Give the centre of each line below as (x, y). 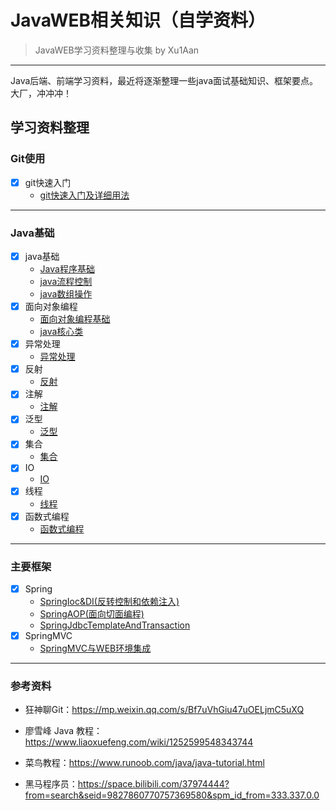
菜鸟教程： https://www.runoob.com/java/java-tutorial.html (144, 763)
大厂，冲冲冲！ (41, 93)
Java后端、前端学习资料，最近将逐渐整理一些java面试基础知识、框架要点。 (164, 80)
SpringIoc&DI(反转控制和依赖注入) (109, 601)
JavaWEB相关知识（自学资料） (138, 20)
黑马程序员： (51, 784)
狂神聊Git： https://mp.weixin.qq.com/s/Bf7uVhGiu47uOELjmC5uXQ (164, 710)
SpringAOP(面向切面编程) (92, 613)
